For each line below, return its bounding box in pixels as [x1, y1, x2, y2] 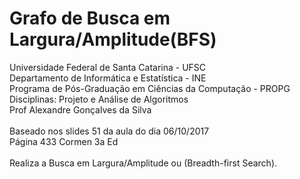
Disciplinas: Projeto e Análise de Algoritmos [9, 93, 189, 105]
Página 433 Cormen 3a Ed [9, 135, 119, 147]
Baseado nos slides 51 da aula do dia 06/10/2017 [9, 125, 210, 137]
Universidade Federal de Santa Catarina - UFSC [9, 61, 207, 73]
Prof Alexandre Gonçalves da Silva [9, 103, 152, 116]
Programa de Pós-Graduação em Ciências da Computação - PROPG [9, 82, 291, 94]
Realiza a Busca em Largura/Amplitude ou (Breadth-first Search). [9, 157, 278, 169]
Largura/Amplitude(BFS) [9, 28, 217, 51]
